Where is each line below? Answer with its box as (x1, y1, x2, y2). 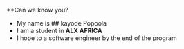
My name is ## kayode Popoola (16, 19, 107, 27)
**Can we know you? (6, 6, 68, 14)
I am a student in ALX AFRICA (16, 27, 102, 35)
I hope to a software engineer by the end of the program (16, 34, 177, 42)
